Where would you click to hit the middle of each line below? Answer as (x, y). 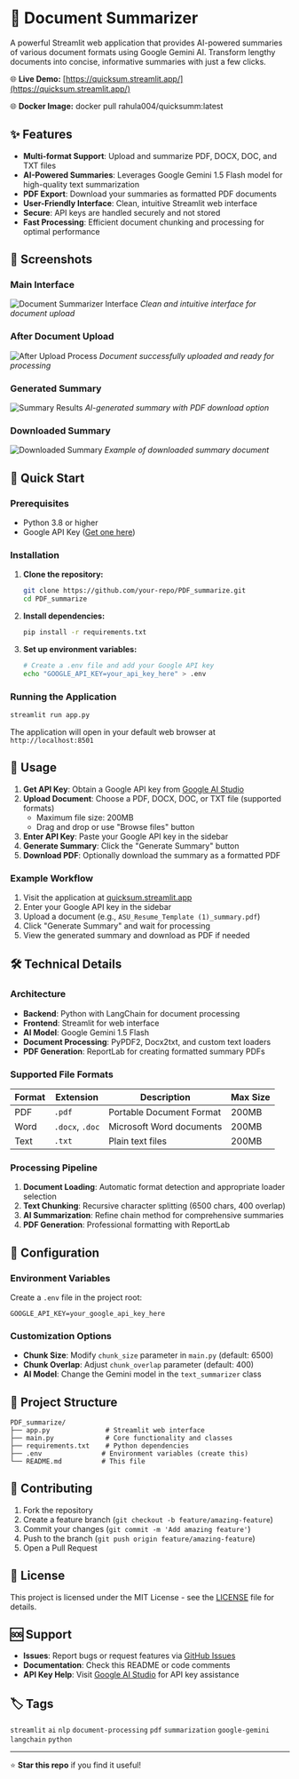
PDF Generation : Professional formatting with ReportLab (126, 1225)
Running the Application (63, 697)
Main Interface (42, 285)
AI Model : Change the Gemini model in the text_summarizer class (142, 1374)
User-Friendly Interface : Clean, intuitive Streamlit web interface (140, 203)
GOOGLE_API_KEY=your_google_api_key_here (88, 1313)
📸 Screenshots (51, 260)
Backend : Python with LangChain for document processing (131, 1013)
